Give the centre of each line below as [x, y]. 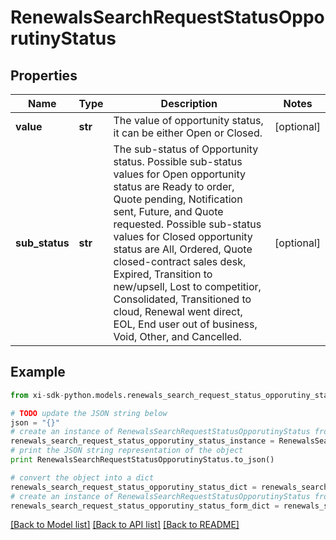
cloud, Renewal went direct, [178, 311]
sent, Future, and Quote [168, 211]
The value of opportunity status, [188, 120]
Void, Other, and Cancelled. [177, 336]
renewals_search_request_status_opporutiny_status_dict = [133, 487]
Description [189, 103]
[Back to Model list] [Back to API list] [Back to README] [125, 525]
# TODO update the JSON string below [89, 413]
